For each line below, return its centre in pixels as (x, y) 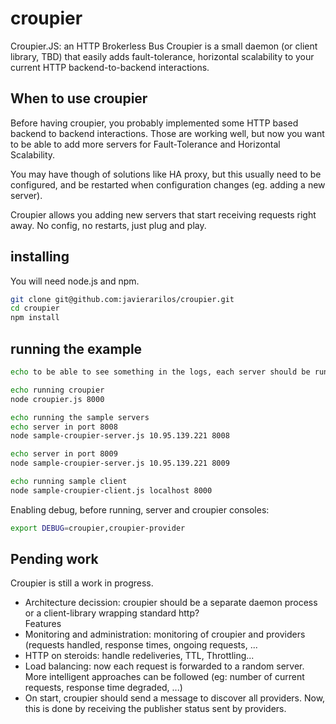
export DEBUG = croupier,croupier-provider (98, 528)
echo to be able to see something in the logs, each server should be (160, 372)
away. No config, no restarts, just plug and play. (108, 225)
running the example (76, 348)
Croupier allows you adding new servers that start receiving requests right (163, 214)
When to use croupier (79, 98)
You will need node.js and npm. (75, 281)
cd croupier (35, 308)
